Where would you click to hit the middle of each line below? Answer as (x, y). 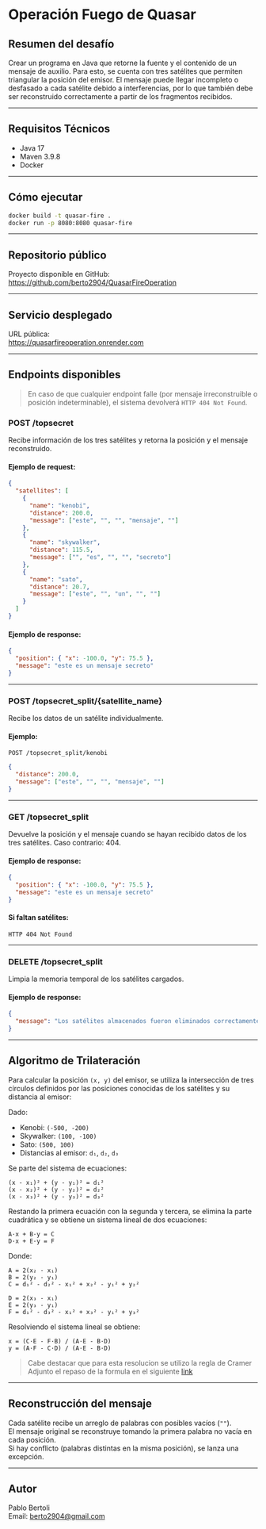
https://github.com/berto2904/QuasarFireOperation (92, 282)
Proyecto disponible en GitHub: (59, 274)
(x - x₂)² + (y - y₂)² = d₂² (56, 1190)
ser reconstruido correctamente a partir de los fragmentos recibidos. (120, 96)
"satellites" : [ (42, 491)
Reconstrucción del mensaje (80, 1404)
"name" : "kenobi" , (59, 505)
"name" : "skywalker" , (65, 542)
